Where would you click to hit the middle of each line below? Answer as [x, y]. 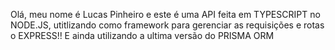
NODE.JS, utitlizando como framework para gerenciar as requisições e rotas [167, 25]
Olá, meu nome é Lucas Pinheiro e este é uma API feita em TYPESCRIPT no [165, 14]
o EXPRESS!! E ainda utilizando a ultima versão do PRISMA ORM [142, 35]
